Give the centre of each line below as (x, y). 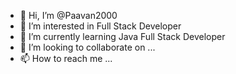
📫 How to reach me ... (66, 58)
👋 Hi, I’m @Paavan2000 (68, 15)
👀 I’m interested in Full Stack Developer (100, 26)
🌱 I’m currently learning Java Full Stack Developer (122, 36)
